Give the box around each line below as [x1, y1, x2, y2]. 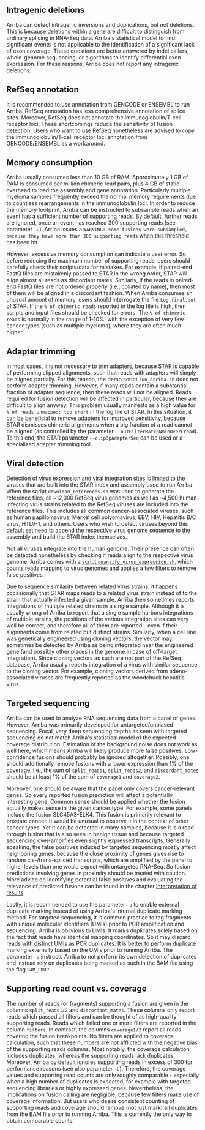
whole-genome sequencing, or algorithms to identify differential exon [6, 53, 182, 61]
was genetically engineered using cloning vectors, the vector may [6, 635, 173, 642]
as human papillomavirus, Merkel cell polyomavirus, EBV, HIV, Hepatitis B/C [6, 514, 196, 521]
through [6, 830, 26, 837]
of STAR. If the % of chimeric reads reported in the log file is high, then [6, 302, 186, 310]
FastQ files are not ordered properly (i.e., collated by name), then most [17, 283, 195, 290]
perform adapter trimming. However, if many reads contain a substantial [6, 382, 188, 389]
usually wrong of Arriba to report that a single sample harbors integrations [6, 609, 194, 616]
